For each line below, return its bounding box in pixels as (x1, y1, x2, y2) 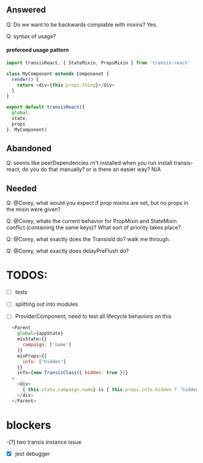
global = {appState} (17, 331, 63, 337)
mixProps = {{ (17, 353, 47, 359)
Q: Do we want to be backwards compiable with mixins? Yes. (6, 21, 158, 28)
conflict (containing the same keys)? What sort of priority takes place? (6, 224, 181, 231)
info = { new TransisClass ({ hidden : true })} (17, 370, 129, 376)
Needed (6, 183, 37, 193)
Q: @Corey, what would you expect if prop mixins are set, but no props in (6, 199, 188, 207)
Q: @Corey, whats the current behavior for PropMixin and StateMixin (6, 218, 177, 225)
